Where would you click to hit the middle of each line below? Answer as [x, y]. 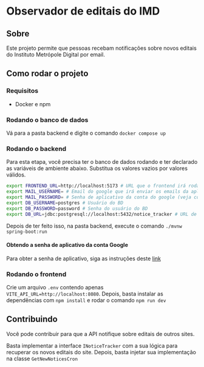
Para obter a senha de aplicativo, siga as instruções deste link [83, 258]
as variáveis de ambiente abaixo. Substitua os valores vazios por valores [97, 169]
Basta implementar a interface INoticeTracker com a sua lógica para [92, 345]
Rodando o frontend [36, 274]
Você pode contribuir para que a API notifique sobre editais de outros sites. [100, 334]
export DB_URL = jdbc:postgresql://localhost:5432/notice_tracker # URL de [102, 214]
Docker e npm [33, 104]
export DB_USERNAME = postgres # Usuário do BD [65, 203]
